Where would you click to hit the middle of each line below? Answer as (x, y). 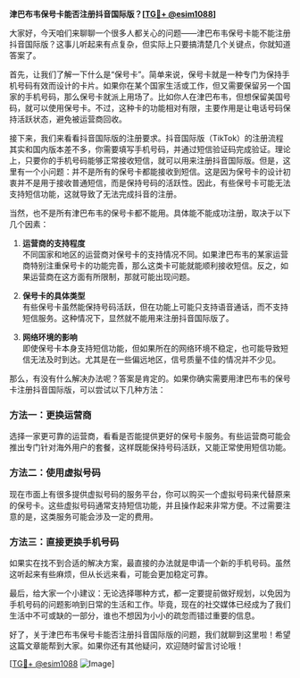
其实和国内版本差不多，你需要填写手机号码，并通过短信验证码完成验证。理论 (150, 149)
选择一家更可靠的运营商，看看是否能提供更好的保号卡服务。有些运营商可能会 (150, 436)
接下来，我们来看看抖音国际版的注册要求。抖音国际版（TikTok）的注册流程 (146, 138)
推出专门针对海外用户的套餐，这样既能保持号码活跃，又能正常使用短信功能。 (150, 447)
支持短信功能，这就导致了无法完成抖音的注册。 (95, 194)
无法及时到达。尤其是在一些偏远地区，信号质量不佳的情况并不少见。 (155, 360)
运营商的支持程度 (54, 243)
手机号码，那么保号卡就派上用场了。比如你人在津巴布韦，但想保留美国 (154, 97)
